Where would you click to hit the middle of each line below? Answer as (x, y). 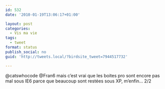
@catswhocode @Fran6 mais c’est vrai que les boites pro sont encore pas (83, 75)
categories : (18, 28)
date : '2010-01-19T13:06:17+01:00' (43, 15)
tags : (11, 38)
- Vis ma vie (24, 33)
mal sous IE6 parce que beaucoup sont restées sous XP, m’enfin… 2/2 (78, 81)
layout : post (19, 24)
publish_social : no (26, 52)
